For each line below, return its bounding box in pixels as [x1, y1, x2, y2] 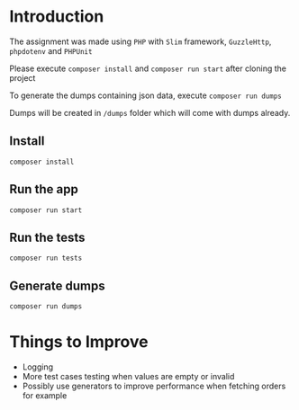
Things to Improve [9, 332, 149, 352]
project [9, 72, 36, 83]
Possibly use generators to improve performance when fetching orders [22, 380, 286, 392]
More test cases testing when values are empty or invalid [22, 371, 235, 382]
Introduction [9, 6, 104, 27]
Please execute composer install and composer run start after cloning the [9, 63, 286, 74]
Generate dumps [9, 278, 105, 293]
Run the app [9, 182, 78, 197]
